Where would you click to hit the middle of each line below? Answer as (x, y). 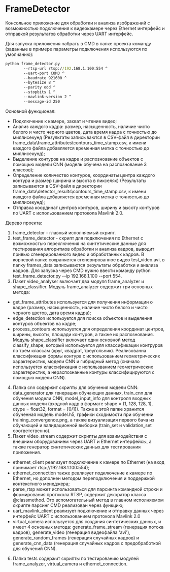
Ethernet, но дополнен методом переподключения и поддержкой (84, 478)
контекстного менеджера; (41, 484)
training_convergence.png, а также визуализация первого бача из (83, 419)
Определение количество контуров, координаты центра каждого (84, 175)
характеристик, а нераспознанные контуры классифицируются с (83, 372)
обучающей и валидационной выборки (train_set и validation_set (82, 425)
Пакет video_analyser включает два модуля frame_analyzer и (78, 281)
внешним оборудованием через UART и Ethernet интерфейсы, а (82, 441)
